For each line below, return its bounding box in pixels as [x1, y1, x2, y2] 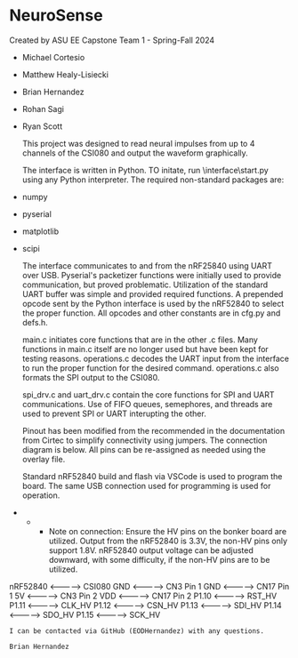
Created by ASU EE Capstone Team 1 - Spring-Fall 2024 [9, 35, 215, 45]
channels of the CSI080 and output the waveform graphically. [21, 148, 249, 158]
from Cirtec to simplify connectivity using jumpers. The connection [21, 435, 268, 445]
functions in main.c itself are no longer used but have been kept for [21, 343, 269, 354]
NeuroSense [9, 5, 104, 26]
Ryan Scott [21, 121, 63, 132]
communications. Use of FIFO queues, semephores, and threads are [21, 398, 273, 409]
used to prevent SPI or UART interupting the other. [21, 408, 206, 419]
